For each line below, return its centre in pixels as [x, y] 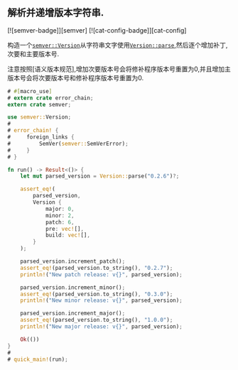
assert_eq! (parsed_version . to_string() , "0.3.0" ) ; [97, 294]
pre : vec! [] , [64, 229]
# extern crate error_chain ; [50, 98]
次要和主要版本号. [33, 54]
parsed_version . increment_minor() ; [73, 287]
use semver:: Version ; [39, 117]
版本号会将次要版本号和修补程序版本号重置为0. [76, 77]
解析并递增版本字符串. [56, 13]
